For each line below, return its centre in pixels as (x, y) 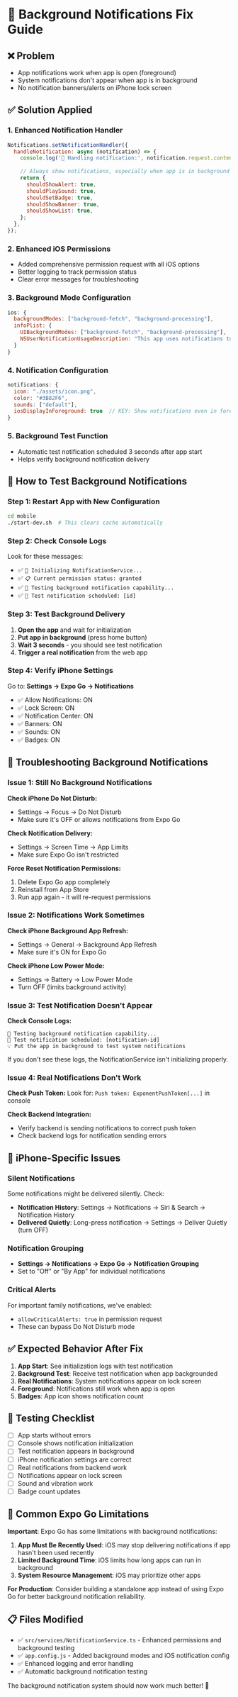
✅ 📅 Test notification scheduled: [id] (77, 596)
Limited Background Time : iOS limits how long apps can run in (109, 1560)
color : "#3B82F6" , (41, 398)
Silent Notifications (41, 1178)
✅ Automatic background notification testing (83, 1671)
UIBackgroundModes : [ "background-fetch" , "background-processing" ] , (123, 333)
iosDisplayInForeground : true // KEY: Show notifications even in (115, 411)
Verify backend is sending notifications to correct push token (107, 1128)
